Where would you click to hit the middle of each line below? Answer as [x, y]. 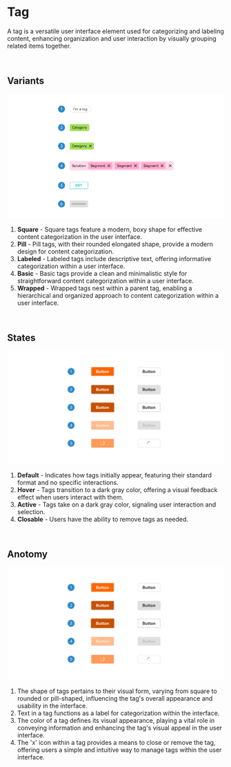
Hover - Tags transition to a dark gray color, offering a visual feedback [117, 490]
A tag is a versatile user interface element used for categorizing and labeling [115, 31]
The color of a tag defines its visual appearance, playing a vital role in [116, 721]
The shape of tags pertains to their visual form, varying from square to [117, 691]
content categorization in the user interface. [80, 236]
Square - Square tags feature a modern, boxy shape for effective [109, 229]
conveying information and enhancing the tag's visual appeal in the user [120, 728]
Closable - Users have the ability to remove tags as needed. [102, 519]
